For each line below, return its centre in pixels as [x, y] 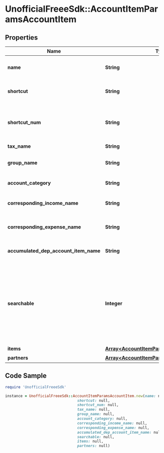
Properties [21, 37]
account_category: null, [102, 419]
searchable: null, [96, 437]
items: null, [91, 441]
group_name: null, [96, 414]
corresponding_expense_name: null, [113, 428]
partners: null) [94, 446]
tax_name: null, [94, 409]
